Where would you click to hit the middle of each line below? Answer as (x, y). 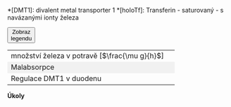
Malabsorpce (33, 67)
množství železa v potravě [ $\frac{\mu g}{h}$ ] (87, 56)
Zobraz (21, 32)
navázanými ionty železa (43, 17)
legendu (21, 38)
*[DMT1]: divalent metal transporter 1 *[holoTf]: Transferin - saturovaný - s (115, 10)
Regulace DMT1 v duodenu (56, 78)
